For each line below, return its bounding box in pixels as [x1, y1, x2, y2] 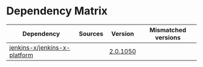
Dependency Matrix [6, 4, 108, 18]
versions [155, 33, 181, 41]
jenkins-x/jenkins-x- [9, 43, 71, 51]
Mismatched [149, 26, 187, 34]
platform [9, 51, 33, 59]
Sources [79, 29, 104, 38]
